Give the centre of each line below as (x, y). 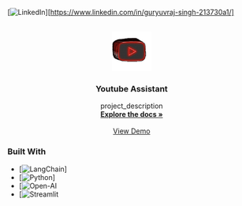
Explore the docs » (132, 114)
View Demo (132, 131)
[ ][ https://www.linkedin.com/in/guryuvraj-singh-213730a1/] (121, 12)
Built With (27, 152)
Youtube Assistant (132, 88)
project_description (132, 106)
